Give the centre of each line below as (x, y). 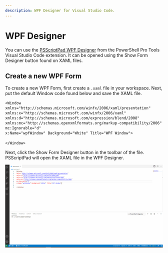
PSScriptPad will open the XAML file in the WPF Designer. (64, 158)
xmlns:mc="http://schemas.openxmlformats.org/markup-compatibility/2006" (84, 123)
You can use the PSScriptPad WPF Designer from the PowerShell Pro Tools (82, 49)
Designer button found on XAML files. (44, 60)
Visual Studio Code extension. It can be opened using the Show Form (77, 55)
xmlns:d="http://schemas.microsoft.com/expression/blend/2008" (72, 118)
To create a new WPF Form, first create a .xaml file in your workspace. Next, (84, 88)
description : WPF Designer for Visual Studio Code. (60, 10)
